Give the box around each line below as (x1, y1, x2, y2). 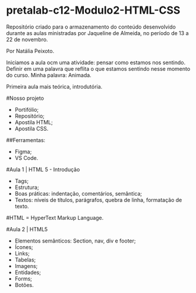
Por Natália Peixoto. (6, 47, 55, 54)
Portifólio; (14, 106, 39, 113)
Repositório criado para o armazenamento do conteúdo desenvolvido (6, 23, 176, 30)
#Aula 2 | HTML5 (6, 225, 48, 232)
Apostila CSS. (14, 125, 49, 132)
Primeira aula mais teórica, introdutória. (6, 83, 103, 90)
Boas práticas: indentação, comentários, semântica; (14, 190, 143, 197)
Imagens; (14, 262, 38, 269)
